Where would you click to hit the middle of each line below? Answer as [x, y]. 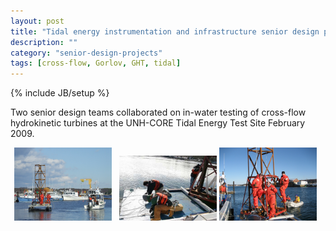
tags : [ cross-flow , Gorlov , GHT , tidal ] [96, 63]
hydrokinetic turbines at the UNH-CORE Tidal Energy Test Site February [158, 123]
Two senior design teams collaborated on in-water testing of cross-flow [158, 112]
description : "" [44, 42]
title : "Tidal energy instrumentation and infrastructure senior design [165, 31]
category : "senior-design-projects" [86, 53]
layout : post [37, 21]
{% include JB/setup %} [60, 93]
